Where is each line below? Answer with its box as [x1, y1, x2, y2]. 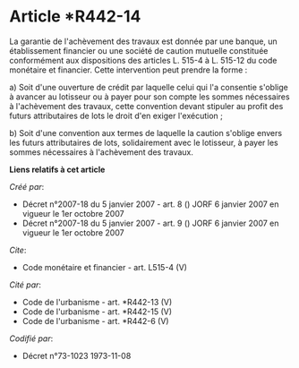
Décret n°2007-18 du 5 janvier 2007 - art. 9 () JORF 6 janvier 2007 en [21, 218, 279, 228]
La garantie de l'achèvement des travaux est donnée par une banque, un [9, 36, 278, 47]
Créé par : [9, 181, 45, 192]
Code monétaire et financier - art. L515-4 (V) [21, 261, 188, 272]
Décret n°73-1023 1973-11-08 [21, 350, 132, 361]
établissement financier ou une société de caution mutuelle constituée [9, 45, 269, 56]
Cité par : [9, 279, 42, 290]
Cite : [9, 244, 27, 255]
